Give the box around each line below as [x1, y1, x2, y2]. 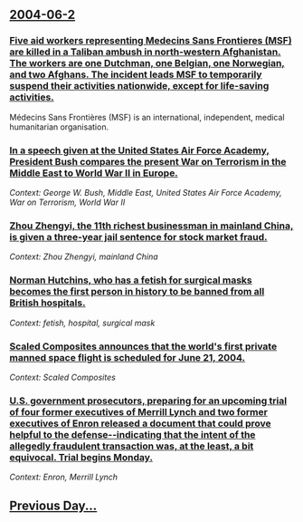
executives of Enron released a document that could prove [9, 417, 271, 430]
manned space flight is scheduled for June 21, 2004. [9, 351, 246, 363]
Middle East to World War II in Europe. [9, 167, 178, 179]
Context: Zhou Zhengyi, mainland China [9, 251, 158, 262]
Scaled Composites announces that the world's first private [9, 340, 278, 353]
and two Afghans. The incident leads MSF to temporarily [9, 68, 262, 81]
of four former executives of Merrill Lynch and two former [9, 405, 269, 418]
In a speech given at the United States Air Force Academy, [9, 144, 270, 157]
